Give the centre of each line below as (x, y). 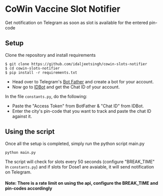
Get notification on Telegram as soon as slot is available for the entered (77, 23)
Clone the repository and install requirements (51, 55)
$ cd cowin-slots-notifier (32, 68)
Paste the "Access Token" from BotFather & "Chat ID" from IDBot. (78, 106)
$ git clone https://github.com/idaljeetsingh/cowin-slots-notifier (76, 64)
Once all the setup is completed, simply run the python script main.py (75, 144)
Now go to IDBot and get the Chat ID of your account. (66, 87)
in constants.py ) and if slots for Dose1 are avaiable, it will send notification (80, 167)
